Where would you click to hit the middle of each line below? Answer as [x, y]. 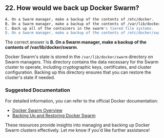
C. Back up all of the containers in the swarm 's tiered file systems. [79, 28]
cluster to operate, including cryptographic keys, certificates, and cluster [78, 67]
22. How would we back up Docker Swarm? [72, 8]
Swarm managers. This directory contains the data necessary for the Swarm [82, 62]
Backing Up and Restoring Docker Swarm [54, 115]
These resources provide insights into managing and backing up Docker [78, 125]
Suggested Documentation [38, 90]
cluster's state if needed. [30, 78]
